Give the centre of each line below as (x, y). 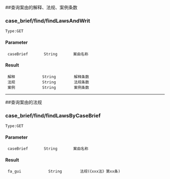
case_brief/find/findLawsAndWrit (48, 21)
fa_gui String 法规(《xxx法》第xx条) (64, 171)
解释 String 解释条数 (48, 77)
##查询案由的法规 (24, 102)
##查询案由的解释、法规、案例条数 (41, 7)
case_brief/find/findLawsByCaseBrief (53, 115)
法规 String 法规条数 (48, 82)
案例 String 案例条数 (48, 87)
